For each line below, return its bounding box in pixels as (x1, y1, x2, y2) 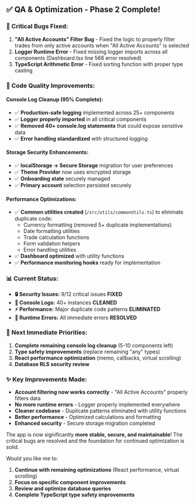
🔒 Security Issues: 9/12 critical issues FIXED (14, 290, 123, 297)
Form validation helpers (23, 240, 81, 247)
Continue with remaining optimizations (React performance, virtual (14, 466, 180, 473)
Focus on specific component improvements (14, 479, 126, 486)
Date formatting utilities (23, 228, 80, 235)
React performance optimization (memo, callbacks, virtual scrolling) (14, 354, 182, 361)
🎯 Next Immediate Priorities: (6, 329, 88, 337)
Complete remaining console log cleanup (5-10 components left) (14, 341, 174, 349)
